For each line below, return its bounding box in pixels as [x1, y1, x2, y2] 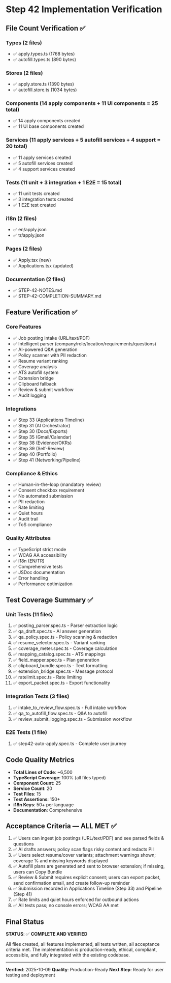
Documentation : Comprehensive [13, 807, 83, 813]
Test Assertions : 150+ [13, 796, 60, 802]
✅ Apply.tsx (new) [13, 257, 51, 263]
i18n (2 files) [6, 215, 37, 222]
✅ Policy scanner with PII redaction [13, 352, 87, 358]
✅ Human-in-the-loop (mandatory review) [13, 481, 101, 487]
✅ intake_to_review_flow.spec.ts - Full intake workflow [13, 704, 127, 711]
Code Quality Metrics [6, 755, 75, 764]
